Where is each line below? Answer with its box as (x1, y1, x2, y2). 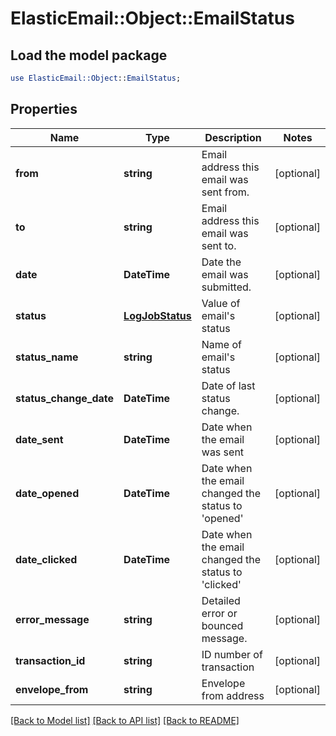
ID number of (201, 647, 263, 661)
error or (201, 606, 238, 620)
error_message (15, 612, 90, 626)
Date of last (201, 378, 256, 392)
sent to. (201, 238, 237, 252)
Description (204, 130, 262, 144)
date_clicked (15, 552, 78, 566)
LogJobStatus (123, 308, 192, 322)
